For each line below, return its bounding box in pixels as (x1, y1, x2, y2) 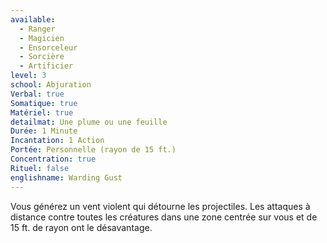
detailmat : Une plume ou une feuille (10, 117, 168, 127)
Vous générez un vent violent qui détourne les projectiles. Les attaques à (10, 200, 311, 212)
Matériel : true (10, 107, 74, 118)
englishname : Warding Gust (10, 172, 123, 183)
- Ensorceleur (19, 42, 78, 53)
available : (10, 14, 56, 25)
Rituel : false (10, 163, 70, 173)
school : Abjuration (10, 80, 92, 90)
